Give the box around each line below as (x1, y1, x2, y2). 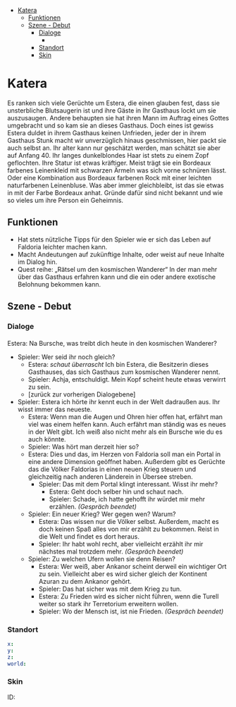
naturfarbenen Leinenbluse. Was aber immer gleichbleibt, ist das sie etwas (7, 181, 224, 189)
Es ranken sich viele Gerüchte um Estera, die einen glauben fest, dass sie (7, 99, 221, 107)
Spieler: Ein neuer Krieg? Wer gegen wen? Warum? (27, 510, 176, 518)
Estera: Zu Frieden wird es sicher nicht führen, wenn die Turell (38, 592, 219, 601)
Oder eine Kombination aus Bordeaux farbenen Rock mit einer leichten (7, 173, 212, 182)
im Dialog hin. (17, 257, 58, 266)
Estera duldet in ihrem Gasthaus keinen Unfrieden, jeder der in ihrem (7, 128, 206, 137)
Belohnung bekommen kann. (17, 280, 101, 288)
